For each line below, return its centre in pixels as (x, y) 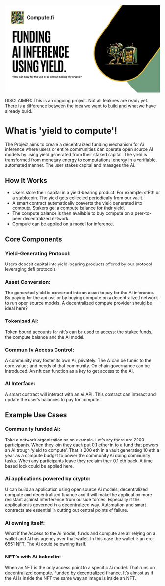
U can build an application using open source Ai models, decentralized (77, 489)
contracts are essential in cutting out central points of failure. (67, 510)
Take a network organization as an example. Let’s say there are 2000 (75, 439)
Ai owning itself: (25, 523)
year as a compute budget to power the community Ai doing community (78, 455)
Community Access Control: (40, 350)
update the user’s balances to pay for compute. (53, 400)
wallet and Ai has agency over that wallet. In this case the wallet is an (75, 539)
